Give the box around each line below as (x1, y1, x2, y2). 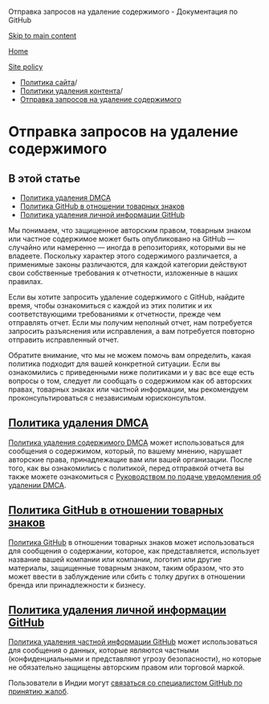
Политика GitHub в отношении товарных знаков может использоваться (8, 537, 255, 547)
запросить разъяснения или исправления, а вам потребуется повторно (8, 327, 255, 336)
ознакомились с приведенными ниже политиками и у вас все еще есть (8, 368, 255, 376)
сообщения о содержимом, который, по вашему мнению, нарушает (8, 446, 243, 456)
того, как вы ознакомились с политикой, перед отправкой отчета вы (8, 463, 245, 473)
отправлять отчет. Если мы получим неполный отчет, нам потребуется (8, 318, 253, 328)
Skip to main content (8, 31, 77, 40)
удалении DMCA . (8, 480, 67, 490)
